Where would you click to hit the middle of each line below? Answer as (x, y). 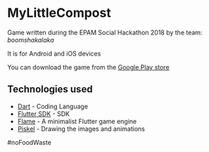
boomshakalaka (31, 39)
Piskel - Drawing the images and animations (81, 129)
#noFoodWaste (29, 142)
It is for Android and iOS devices (54, 53)
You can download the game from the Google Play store (89, 67)
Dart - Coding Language (53, 106)
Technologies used (50, 89)
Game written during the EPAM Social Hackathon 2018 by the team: (105, 32)
